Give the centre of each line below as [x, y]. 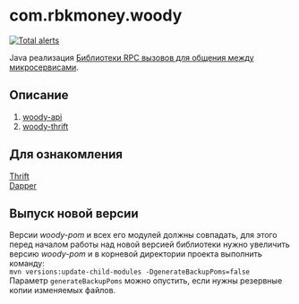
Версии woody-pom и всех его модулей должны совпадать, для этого [143, 235]
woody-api [42, 116]
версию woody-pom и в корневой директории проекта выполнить [136, 254]
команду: [27, 264]
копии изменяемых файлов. [63, 291]
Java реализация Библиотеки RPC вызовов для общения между [132, 57]
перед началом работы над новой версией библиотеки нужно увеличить [150, 245]
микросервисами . [44, 67]
